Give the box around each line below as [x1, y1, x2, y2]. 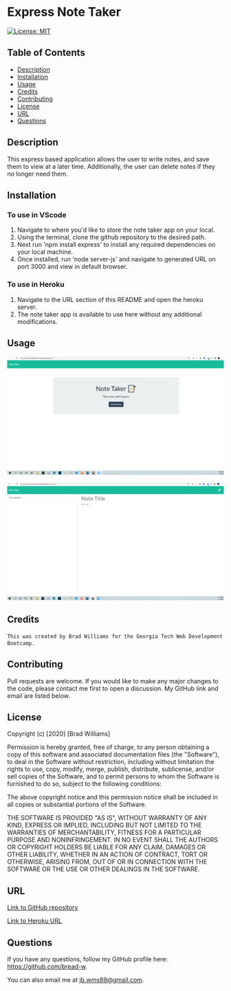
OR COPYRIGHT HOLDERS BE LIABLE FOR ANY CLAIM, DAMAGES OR [7, 843, 206, 852]
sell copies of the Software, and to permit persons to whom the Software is [7, 772, 220, 781]
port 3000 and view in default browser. [16, 263, 128, 271]
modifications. [16, 317, 58, 326]
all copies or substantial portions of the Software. [7, 801, 146, 809]
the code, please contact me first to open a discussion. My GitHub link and [7, 684, 219, 692]
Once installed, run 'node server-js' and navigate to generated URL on [16, 255, 217, 263]
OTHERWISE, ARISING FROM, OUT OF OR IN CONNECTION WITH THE [7, 858, 208, 866]
